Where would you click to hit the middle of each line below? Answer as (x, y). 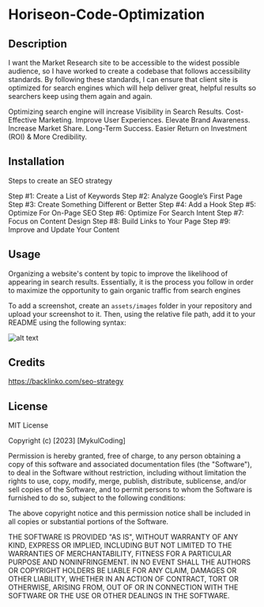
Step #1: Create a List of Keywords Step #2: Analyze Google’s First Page (125, 196)
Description (38, 44)
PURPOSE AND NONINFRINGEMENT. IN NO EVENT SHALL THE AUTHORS (130, 562)
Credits (27, 362)
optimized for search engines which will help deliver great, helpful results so (132, 88)
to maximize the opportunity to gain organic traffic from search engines (124, 290)
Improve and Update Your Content (64, 229)
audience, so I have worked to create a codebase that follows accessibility (130, 71)
